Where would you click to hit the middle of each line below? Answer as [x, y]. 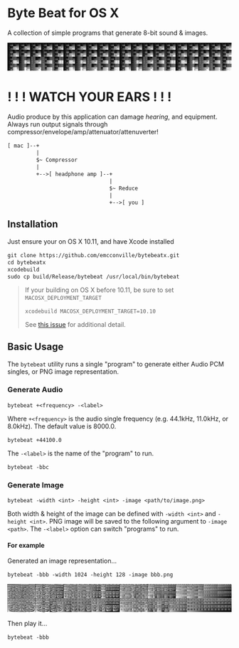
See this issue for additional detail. [75, 324]
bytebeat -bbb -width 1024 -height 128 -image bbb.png [90, 575]
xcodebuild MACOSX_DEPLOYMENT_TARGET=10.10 [90, 311]
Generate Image [36, 485]
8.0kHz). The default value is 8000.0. [62, 426]
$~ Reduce [124, 188]
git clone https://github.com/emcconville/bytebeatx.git [94, 255]
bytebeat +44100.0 [34, 440]
